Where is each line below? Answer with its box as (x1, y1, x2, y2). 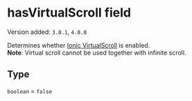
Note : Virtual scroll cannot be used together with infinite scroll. (7, 48, 186, 57)
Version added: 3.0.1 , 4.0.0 (7, 28, 87, 36)
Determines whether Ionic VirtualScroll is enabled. (7, 41, 150, 49)
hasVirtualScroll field (7, 5, 132, 21)
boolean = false (7, 86, 53, 95)
